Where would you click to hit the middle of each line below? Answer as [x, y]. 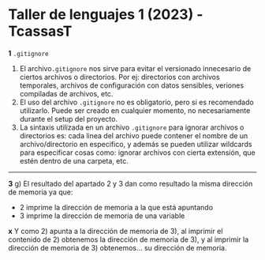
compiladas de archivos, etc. [66, 93]
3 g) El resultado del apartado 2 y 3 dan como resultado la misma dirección [131, 183]
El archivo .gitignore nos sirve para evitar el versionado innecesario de [135, 68]
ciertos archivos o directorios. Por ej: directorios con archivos [119, 77]
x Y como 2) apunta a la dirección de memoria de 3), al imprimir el [116, 231]
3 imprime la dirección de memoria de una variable [102, 216]
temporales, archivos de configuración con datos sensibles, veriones [132, 85]
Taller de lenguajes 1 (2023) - [106, 15]
